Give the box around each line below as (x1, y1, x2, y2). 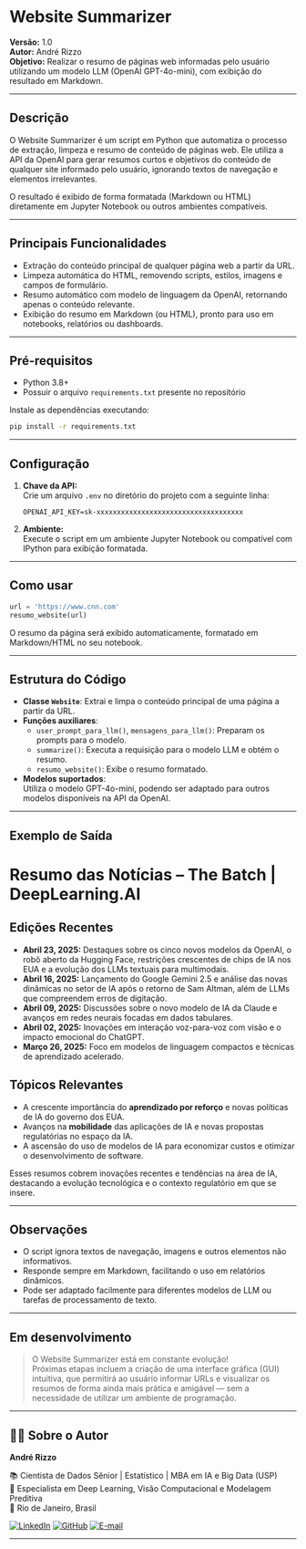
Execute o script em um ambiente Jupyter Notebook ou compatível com (22, 534, 293, 545)
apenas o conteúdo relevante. (22, 298, 135, 309)
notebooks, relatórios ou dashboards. (22, 317, 164, 329)
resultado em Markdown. (9, 75, 104, 86)
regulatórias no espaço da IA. (22, 1130, 134, 1141)
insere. (9, 1187, 36, 1198)
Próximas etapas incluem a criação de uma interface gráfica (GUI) (31, 1364, 280, 1375)
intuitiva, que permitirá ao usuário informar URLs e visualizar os (31, 1373, 270, 1384)
